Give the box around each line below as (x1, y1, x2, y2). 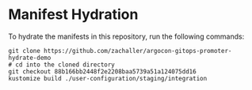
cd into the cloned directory (15, 61, 115, 69)
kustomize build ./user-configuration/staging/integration (8, 74, 208, 82)
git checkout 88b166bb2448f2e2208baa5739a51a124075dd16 (8, 67, 197, 76)
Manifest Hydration (8, 6, 139, 24)
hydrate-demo (8, 54, 52, 62)
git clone (8, 47, 41, 54)
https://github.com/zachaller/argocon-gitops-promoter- (43, 47, 232, 54)
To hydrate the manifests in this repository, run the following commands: (8, 32, 245, 41)
